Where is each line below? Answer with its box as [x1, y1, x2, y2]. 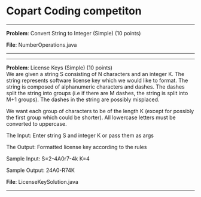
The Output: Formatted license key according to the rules [6, 143, 147, 150]
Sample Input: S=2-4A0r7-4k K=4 [6, 154, 90, 162]
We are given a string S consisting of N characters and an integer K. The [6, 70, 185, 77]
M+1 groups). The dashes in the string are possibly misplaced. [6, 96, 160, 103]
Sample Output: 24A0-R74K [6, 166, 75, 174]
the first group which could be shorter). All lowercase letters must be [6, 114, 176, 121]
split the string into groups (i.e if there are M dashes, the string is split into [6, 89, 188, 96]
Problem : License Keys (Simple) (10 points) [6, 64, 112, 71]
